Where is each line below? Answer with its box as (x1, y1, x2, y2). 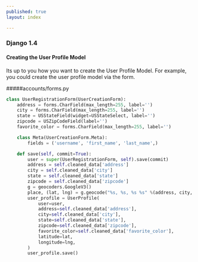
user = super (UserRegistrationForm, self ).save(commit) (27, 156, 169, 162)
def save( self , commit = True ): (17, 151, 92, 157)
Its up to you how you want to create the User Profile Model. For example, (6, 67, 187, 74)
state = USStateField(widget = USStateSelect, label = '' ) (17, 113, 156, 119)
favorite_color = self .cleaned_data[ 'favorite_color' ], (37, 228, 174, 234)
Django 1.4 (6, 39, 37, 48)
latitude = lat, (37, 233, 73, 239)
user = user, (37, 200, 65, 207)
